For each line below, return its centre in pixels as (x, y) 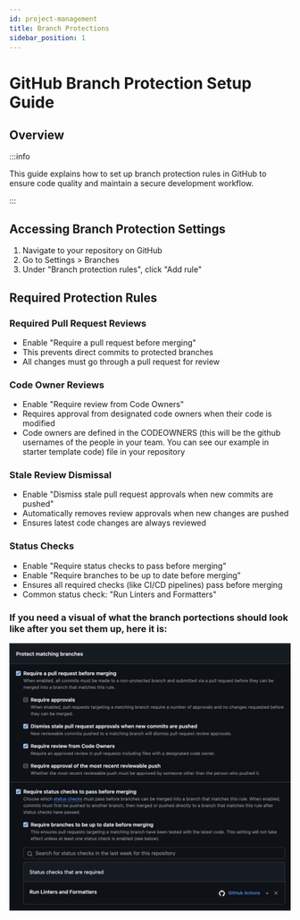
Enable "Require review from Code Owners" (103, 405)
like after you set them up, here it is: (88, 628)
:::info (20, 157)
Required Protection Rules (83, 298)
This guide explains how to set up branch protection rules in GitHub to (138, 174)
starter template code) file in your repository (104, 452)
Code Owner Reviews (57, 385)
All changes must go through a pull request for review (121, 362)
